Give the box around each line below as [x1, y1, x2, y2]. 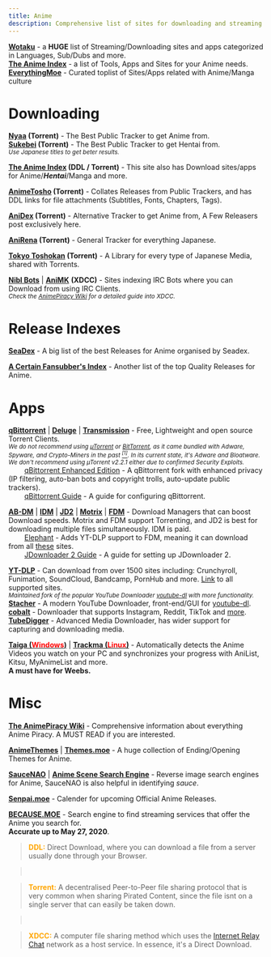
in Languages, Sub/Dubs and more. [8, 50, 127, 60]
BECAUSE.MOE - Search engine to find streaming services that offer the [8, 810, 251, 819]
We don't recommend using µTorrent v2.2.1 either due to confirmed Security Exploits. [8, 458, 245, 466]
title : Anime [8, 11, 53, 20]
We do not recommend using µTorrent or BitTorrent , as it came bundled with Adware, [8, 443, 245, 451]
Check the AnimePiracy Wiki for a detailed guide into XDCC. [8, 292, 176, 300]
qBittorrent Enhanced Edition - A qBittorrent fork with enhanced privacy [23, 466, 263, 475]
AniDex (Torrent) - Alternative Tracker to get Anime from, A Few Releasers [8, 211, 258, 221]
